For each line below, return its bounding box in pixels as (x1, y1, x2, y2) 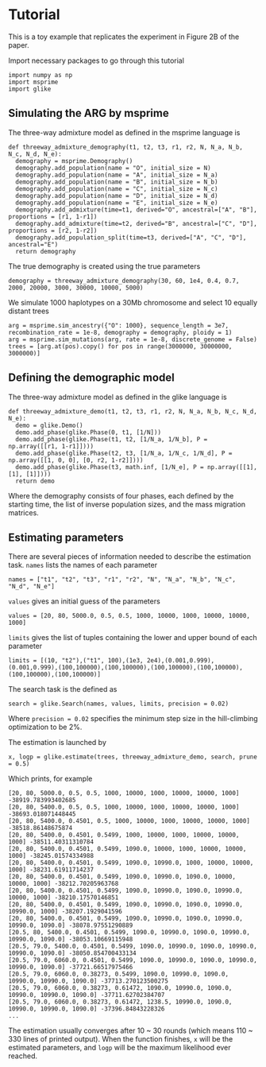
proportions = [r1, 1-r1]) (8, 212, 98, 220)
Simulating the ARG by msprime (8, 107, 169, 120)
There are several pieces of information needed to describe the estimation (8, 552, 252, 561)
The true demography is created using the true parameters (8, 261, 201, 271)
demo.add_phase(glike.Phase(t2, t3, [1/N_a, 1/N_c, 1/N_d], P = (15, 449, 233, 457)
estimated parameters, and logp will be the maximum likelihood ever (8, 1043, 232, 1053)
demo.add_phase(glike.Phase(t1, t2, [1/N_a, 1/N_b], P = (15, 435, 208, 443)
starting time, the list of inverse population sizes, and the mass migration (8, 499, 246, 509)
